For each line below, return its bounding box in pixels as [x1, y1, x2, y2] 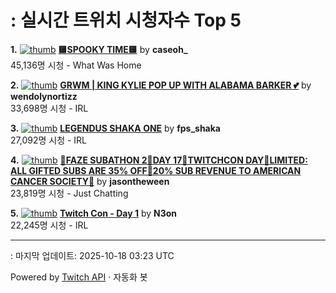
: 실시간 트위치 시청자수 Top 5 [10, 9, 242, 32]
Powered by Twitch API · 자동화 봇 [10, 271, 148, 283]
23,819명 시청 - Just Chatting [10, 187, 129, 199]
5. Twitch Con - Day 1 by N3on [10, 207, 178, 219]
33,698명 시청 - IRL [10, 102, 89, 114]
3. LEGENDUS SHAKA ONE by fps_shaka [10, 122, 221, 134]
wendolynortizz [10, 90, 78, 102]
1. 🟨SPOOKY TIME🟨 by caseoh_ [10, 43, 188, 55]
